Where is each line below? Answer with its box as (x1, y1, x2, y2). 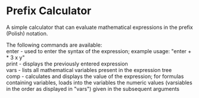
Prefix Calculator (6, 4, 92, 18)
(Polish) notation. (6, 30, 48, 37)
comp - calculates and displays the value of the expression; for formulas (6, 73, 184, 80)
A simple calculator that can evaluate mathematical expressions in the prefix (6, 24, 194, 31)
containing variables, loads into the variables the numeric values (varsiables (6, 79, 192, 86)
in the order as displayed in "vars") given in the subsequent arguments (6, 85, 180, 92)
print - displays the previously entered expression (6, 60, 128, 67)
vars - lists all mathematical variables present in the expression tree (6, 66, 172, 73)
